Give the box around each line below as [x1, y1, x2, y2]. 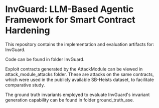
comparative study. [5, 81, 45, 88]
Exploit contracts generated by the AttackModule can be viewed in [5, 66, 143, 72]
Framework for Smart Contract [5, 14, 135, 25]
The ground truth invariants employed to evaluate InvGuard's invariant [5, 91, 150, 97]
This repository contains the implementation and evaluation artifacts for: [5, 41, 154, 47]
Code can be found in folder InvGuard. [5, 56, 85, 62]
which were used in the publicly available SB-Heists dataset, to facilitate [5, 76, 154, 82]
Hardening [5, 25, 50, 36]
